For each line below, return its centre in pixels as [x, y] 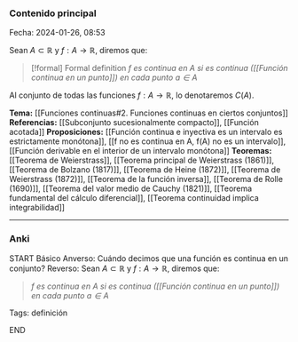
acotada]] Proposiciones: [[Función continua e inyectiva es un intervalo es [146, 132]
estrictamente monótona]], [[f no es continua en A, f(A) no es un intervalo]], [148, 141]
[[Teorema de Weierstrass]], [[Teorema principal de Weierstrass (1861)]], [142, 160]
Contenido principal [53, 13]
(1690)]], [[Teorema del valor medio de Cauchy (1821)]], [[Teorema [131, 188]
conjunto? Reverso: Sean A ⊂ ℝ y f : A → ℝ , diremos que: [114, 268]
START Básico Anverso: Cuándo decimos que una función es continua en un [149, 258]
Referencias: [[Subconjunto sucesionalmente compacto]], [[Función [134, 123]
